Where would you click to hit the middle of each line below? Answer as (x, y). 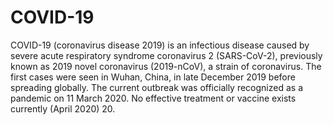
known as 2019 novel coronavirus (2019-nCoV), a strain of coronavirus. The (166, 66)
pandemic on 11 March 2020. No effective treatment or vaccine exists (153, 98)
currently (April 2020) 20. (63, 108)
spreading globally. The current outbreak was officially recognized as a (156, 87)
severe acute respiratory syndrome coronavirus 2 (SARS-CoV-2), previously (166, 55)
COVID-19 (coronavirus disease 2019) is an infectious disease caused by (160, 45)
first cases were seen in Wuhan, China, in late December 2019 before (153, 77)
